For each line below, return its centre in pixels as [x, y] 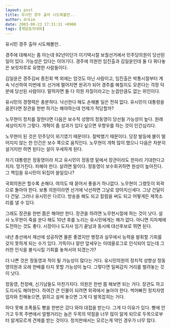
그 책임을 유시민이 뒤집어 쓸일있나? [40, 173]
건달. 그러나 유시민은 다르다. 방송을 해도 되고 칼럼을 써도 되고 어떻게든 [80, 196]
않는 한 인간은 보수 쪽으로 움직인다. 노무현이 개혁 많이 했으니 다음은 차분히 [92, 143]
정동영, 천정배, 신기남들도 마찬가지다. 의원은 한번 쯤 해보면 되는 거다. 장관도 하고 [85, 284]
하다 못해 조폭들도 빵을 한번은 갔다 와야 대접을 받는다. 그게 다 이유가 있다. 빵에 [83, 308]
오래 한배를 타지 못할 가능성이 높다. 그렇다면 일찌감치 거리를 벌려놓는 [91, 267]
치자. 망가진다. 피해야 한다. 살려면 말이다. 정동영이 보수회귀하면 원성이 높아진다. [84, 167]
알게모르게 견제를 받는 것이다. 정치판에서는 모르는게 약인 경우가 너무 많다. [83, 320]
